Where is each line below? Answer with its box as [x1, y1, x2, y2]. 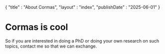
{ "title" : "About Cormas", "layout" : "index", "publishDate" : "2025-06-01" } [5, 4, 161, 10]
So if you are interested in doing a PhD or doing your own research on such [5, 38, 160, 44]
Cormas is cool [5, 22, 68, 33]
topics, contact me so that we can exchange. [5, 43, 97, 49]
